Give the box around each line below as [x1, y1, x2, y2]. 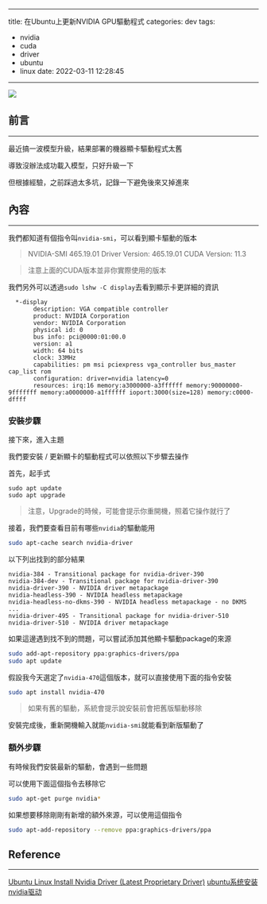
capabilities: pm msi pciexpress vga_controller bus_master [33, 361, 237, 369]
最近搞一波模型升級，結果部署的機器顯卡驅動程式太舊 [8, 144, 183, 153]
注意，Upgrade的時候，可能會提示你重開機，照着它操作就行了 [27, 506, 231, 516]
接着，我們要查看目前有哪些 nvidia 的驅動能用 [8, 523, 155, 532]
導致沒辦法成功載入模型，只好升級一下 [8, 160, 133, 170]
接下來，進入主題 [8, 435, 64, 444]
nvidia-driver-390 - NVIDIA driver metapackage [8, 584, 169, 592]
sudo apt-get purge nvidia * [8, 794, 102, 802]
